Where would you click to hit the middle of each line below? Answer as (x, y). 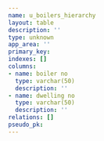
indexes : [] (27, 60)
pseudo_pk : (26, 125)
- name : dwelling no (42, 96)
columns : (22, 67)
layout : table (31, 23)
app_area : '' (29, 45)
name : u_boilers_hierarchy (52, 15)
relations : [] (31, 117)
